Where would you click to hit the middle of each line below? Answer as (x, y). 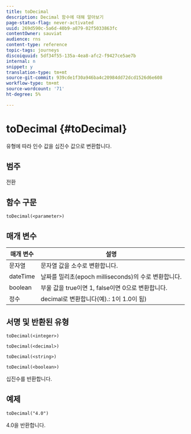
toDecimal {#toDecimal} (67, 129)
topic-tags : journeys (33, 50)
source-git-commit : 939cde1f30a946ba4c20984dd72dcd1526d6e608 (84, 78)
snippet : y (20, 67)
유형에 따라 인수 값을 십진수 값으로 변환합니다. (59, 146)
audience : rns (24, 39)
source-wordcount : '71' (35, 89)
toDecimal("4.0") (27, 413)
